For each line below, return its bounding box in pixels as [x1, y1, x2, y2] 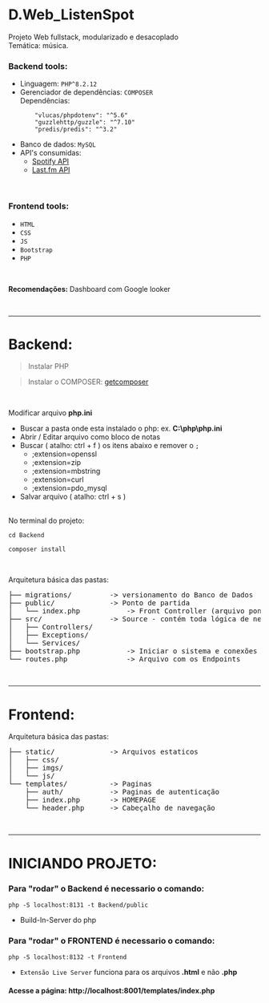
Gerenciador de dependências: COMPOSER [19, 87, 154, 97]
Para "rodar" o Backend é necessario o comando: [8, 883, 205, 894]
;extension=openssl [31, 449, 98, 459]
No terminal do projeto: [8, 516, 85, 526]
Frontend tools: [8, 200, 70, 212]
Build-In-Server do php [19, 915, 97, 924]
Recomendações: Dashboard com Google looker [8, 284, 171, 293]
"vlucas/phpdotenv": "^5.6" [34, 111, 128, 119]
